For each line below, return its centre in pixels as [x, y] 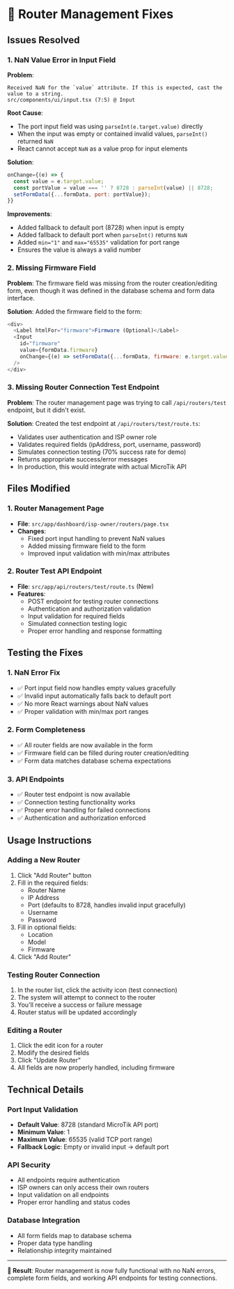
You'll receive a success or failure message [80, 1005]
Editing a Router [35, 1030]
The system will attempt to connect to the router [86, 998]
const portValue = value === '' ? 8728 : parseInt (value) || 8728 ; [114, 188]
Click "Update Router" [49, 1060]
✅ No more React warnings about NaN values [83, 703]
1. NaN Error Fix [34, 673]
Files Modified [39, 488]
